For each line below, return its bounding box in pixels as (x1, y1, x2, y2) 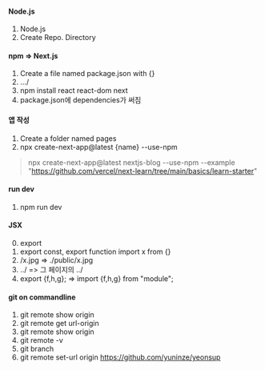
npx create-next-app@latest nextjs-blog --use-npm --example (27, 157, 235, 167)
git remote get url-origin (19, 319, 99, 328)
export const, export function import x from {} (19, 247, 171, 256)
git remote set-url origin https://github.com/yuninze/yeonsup (19, 352, 221, 362)
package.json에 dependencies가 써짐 (19, 95, 142, 105)
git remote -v (19, 336, 63, 345)
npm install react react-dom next (19, 86, 128, 95)
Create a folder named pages (19, 133, 117, 143)
